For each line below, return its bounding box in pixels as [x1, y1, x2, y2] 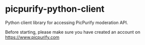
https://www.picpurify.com [5, 34, 60, 40]
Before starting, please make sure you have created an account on [5, 29, 141, 35]
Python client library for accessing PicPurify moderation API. [5, 20, 128, 25]
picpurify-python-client [5, 3, 105, 15]
